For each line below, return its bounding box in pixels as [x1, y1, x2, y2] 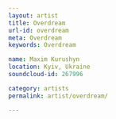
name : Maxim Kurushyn [8, 56, 80, 63]
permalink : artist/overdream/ [8, 92, 109, 100]
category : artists [8, 84, 69, 92]
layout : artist [8, 11, 59, 20]
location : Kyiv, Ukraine [8, 63, 91, 71]
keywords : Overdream [8, 41, 77, 49]
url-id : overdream [8, 26, 69, 34]
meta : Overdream [8, 33, 62, 42]
